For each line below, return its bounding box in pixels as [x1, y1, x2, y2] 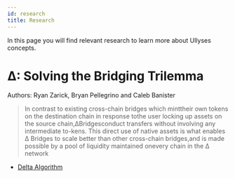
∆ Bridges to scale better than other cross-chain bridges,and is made [24, 135, 224, 143]
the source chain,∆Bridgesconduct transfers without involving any [24, 120, 216, 128]
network [24, 149, 49, 158]
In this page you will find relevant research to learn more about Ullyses [7, 36, 212, 44]
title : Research [7, 17, 55, 24]
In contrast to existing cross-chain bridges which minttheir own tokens [24, 104, 229, 113]
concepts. [7, 43, 36, 52]
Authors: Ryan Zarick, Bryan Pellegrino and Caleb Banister [7, 91, 176, 100]
